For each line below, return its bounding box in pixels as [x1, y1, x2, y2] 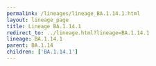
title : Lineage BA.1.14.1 [6, 23, 81, 30]
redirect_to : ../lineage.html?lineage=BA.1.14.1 [6, 29, 150, 36]
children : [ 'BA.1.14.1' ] [6, 49, 78, 56]
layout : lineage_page [6, 16, 69, 23]
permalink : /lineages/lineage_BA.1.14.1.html [6, 10, 140, 17]
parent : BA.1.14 [6, 42, 53, 49]
